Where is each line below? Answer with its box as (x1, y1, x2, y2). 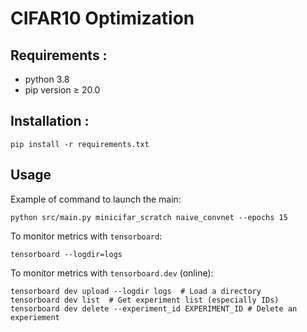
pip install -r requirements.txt (10, 139, 150, 149)
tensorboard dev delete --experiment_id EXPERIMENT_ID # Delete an (10, 303, 298, 314)
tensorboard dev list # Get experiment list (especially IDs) (10, 295, 280, 305)
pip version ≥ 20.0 (24, 84, 101, 96)
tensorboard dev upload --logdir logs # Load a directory (10, 286, 262, 296)
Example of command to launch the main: (10, 193, 182, 205)
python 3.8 (24, 73, 70, 85)
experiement (10, 312, 60, 322)
